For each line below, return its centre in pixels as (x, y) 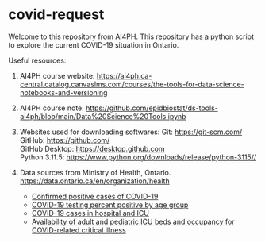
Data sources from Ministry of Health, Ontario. (95, 172)
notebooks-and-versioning (63, 92)
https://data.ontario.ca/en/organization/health (94, 181)
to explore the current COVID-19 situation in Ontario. (94, 44)
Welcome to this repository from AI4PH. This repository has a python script (131, 36)
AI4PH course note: (52, 108)
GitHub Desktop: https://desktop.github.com (92, 148)
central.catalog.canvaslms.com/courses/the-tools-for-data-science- (132, 84)
